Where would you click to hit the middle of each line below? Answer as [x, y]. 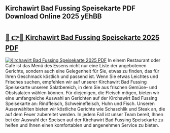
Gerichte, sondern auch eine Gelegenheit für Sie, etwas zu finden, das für [82, 71]
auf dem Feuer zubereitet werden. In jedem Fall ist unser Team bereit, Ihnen [84, 114]
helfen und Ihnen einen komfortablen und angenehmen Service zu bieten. [82, 125]
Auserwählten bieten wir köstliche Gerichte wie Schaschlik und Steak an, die [85, 109]
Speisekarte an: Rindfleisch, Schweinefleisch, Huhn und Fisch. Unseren [80, 103]
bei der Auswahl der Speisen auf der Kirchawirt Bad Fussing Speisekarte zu [84, 120]
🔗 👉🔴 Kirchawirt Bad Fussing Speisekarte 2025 [82, 37]
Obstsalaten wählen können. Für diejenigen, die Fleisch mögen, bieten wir [82, 93]
